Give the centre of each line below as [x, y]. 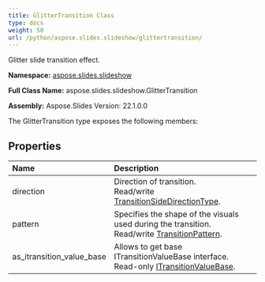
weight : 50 [26, 30]
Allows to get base [148, 247]
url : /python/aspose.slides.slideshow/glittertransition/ [105, 38]
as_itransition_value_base [59, 257]
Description [136, 168]
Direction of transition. [155, 182]
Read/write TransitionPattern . [168, 234]
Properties [35, 146]
